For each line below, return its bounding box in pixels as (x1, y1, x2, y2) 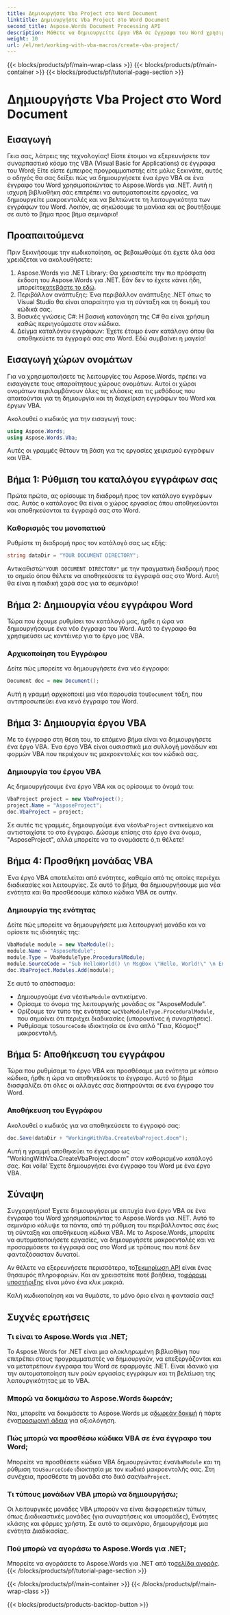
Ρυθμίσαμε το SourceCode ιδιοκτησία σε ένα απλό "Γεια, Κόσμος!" (16, 1021, 202, 1029)
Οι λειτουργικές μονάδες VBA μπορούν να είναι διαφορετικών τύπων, (7, 1505, 207, 1513)
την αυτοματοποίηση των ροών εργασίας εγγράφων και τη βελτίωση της (7, 1369, 216, 1377)
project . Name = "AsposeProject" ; (7, 802, 103, 809)
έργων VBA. (7, 401, 42, 410)
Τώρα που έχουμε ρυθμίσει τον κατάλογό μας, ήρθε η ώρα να (7, 617, 184, 625)
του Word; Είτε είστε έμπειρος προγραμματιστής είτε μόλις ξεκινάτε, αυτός (7, 166, 222, 175)
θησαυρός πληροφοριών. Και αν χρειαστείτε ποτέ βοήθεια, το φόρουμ (7, 1271, 207, 1279)
